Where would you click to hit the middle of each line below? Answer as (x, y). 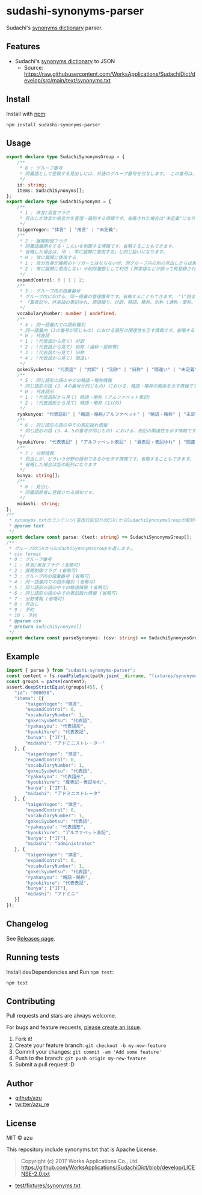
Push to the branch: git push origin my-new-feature (80, 1058)
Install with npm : (26, 114)
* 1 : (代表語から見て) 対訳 (52, 342)
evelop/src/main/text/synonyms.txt (67, 80)
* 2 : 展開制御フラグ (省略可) (43, 571)
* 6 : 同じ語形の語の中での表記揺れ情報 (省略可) (63, 593)
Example (23, 656)
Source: (34, 67)
